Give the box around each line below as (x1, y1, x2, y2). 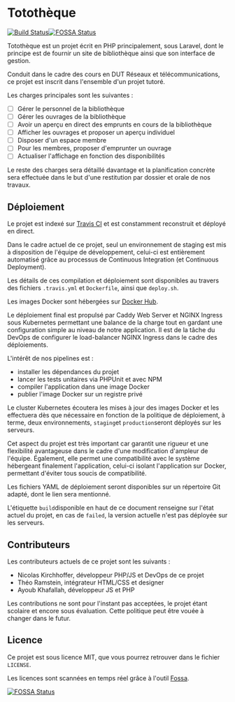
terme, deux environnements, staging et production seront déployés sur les (7, 418, 222, 427)
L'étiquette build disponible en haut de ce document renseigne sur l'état (7, 503, 215, 512)
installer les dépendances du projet (17, 368, 120, 376)
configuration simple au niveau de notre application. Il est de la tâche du (7, 326, 215, 334)
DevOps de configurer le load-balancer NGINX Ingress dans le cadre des (7, 334, 218, 342)
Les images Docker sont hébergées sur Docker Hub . (7, 297, 159, 306)
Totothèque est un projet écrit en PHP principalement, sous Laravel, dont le (7, 41, 224, 50)
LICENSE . (7, 660, 31, 668)
